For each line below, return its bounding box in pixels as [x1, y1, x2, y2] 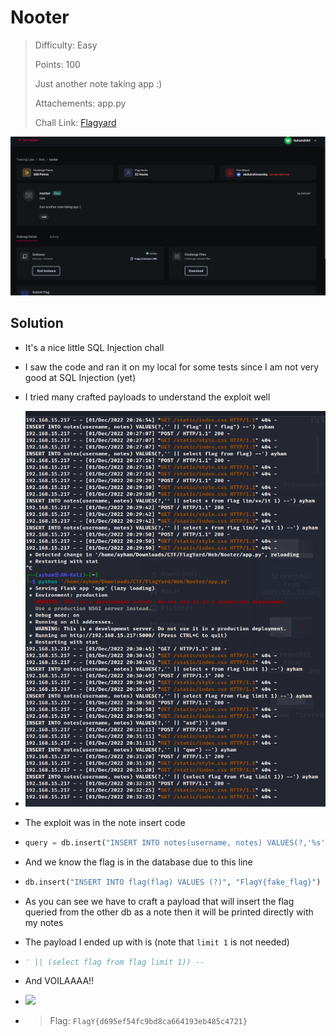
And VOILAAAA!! [24, 975, 95, 987]
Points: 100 [34, 58, 81, 70]
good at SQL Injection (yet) [24, 371, 137, 383]
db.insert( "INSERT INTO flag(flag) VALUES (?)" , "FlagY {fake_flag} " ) [24, 877, 322, 887]
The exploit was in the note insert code [24, 816, 186, 828]
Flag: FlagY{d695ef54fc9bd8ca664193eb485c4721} [49, 1015, 248, 1027]
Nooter [10, 6, 70, 29]
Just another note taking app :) [34, 77, 163, 90]
